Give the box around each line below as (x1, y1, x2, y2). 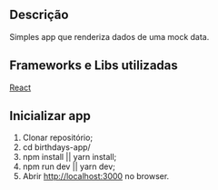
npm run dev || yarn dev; (22, 161, 116, 172)
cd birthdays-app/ (22, 142, 91, 153)
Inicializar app (9, 108, 91, 124)
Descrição (9, 7, 69, 23)
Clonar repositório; (22, 132, 94, 144)
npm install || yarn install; (22, 152, 117, 163)
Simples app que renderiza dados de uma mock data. (9, 31, 210, 42)
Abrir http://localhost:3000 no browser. (22, 171, 170, 182)
